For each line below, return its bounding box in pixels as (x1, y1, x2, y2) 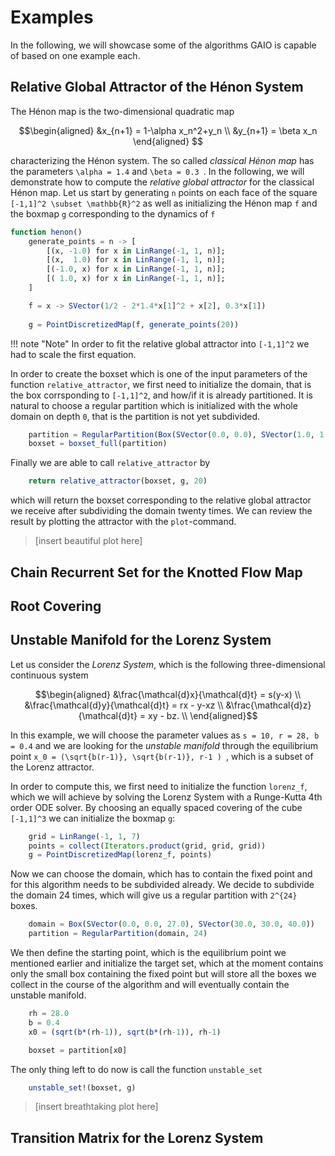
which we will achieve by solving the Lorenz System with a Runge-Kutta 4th (10, 791, 323, 803)
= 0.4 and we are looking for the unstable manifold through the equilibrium (10, 739, 319, 751)
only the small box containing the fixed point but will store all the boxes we (10, 968, 317, 980)
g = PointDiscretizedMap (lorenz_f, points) (28, 850, 213, 860)
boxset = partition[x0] (28, 1045, 128, 1055)
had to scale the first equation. (10, 348, 137, 360)
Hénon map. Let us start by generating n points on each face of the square (10, 186, 318, 198)
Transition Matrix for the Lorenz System (10, 1129, 264, 1146)
